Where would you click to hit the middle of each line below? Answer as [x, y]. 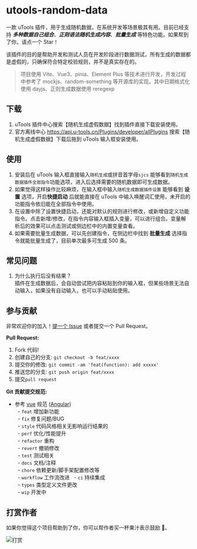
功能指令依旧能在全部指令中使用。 [56, 204]
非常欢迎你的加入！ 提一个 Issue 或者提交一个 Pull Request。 [79, 326]
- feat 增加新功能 [38, 412]
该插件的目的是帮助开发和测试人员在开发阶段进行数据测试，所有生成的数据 [96, 54]
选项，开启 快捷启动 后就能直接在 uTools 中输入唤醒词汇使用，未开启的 [106, 196]
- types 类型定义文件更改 [47, 485]
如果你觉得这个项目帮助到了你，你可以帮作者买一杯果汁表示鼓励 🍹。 [88, 528]
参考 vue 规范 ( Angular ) [43, 404]
